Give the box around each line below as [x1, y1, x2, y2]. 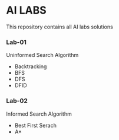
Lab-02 [6, 97, 28, 105]
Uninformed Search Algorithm [6, 52, 79, 59]
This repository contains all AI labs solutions [6, 23, 113, 30]
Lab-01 [6, 38, 27, 46]
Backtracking [14, 63, 47, 70]
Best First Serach [14, 122, 57, 129]
